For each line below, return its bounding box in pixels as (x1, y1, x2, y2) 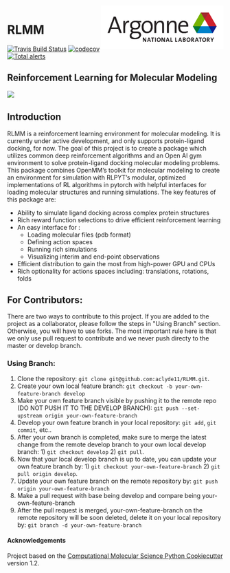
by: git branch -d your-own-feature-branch (16, 521, 142, 529)
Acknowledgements (7, 537, 67, 545)
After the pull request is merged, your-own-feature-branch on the (16, 506, 203, 514)
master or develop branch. (7, 342, 82, 350)
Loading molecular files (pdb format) (27, 230, 132, 239)
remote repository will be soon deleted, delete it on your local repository (16, 513, 222, 521)
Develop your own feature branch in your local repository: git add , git (16, 418, 217, 426)
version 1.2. (7, 559, 40, 567)
